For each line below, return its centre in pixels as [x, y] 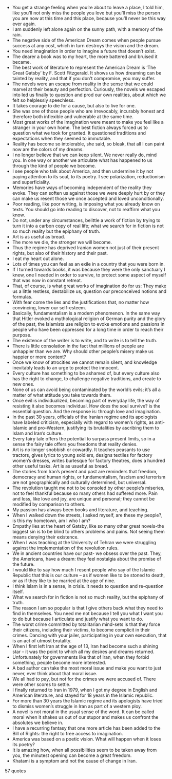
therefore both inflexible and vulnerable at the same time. [73, 117]
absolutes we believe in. [38, 722]
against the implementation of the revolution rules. [65, 548]
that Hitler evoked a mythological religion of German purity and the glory [89, 319]
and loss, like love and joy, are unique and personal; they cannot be [83, 499]
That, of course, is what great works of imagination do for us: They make [89, 286]
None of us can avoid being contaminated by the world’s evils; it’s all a [87, 389]
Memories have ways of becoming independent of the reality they [82, 188]
